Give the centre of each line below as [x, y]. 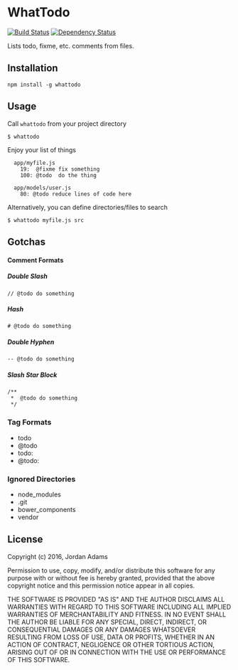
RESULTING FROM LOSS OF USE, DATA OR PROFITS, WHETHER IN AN [111, 637]
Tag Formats [29, 422]
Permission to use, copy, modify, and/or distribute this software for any [111, 570]
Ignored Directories [42, 479]
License [25, 539]
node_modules [39, 494]
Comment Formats [36, 260]
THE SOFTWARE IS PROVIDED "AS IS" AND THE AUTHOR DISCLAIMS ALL [116, 599]
